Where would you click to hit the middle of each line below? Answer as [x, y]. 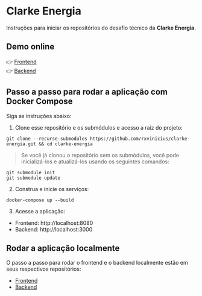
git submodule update [33, 178]
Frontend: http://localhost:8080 [54, 223]
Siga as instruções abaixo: [39, 116]
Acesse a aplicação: [40, 211]
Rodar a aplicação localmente [63, 248]
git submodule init [31, 172]
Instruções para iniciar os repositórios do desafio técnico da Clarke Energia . [101, 28]
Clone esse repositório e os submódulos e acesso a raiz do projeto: [99, 127]
